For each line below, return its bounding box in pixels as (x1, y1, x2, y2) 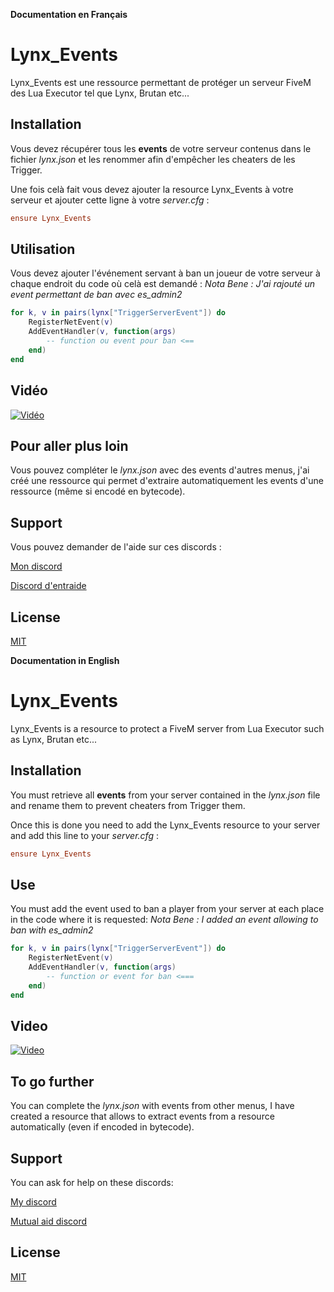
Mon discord (10, 560, 63, 573)
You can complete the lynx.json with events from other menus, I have (10, 1100, 295, 1112)
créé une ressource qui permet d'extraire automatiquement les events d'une (10, 475, 324, 487)
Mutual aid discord (10, 1215, 88, 1228)
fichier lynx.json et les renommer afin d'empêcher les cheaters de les (10, 153, 296, 165)
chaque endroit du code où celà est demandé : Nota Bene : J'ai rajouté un (10, 278, 316, 290)
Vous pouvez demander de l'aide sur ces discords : (10, 541, 222, 553)
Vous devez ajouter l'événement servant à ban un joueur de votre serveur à (10, 267, 321, 279)
